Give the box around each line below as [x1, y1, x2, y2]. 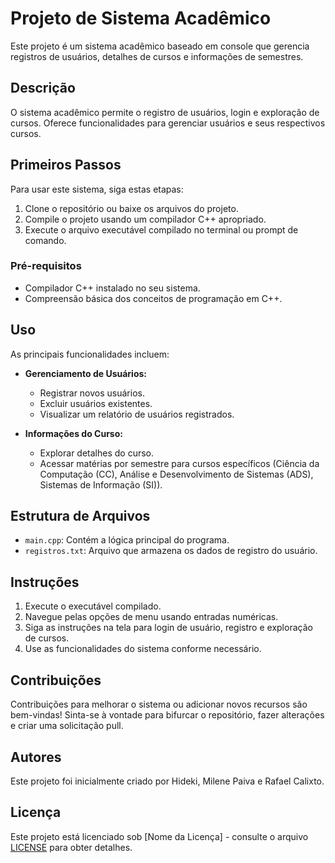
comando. [24, 234, 67, 246]
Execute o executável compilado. [24, 600, 162, 612]
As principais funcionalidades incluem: [10, 348, 170, 360]
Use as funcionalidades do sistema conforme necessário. [24, 643, 262, 655]
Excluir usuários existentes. [39, 397, 153, 409]
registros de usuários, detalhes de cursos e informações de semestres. [10, 50, 304, 62]
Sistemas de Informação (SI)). [39, 478, 163, 491]
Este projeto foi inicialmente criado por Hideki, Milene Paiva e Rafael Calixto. [10, 775, 325, 787]
